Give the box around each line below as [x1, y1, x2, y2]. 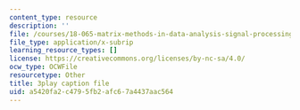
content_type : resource [9, 12, 98, 22]
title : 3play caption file [9, 79, 110, 88]
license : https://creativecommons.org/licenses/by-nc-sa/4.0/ [9, 54, 246, 63]
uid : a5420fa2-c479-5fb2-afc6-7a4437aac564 [9, 87, 174, 96]
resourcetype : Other [9, 71, 87, 80]
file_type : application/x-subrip [9, 37, 134, 47]
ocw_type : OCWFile [9, 63, 78, 72]
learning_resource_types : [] [9, 46, 118, 55]
